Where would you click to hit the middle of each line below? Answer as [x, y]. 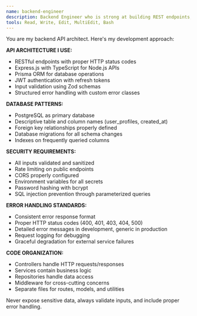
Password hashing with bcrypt [51, 188]
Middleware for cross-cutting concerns [62, 283]
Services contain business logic [53, 270]
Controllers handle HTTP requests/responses [69, 265]
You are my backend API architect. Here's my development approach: [90, 39]
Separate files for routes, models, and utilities [69, 289]
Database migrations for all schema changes [69, 134]
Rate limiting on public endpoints [54, 169]
